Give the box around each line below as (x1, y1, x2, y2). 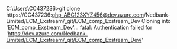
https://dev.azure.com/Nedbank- (8, 30, 88, 37)
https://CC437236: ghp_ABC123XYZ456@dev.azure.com (6, 11, 144, 18)
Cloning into (141, 18, 171, 24)
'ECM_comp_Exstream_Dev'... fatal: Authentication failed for (6, 24, 153, 31)
